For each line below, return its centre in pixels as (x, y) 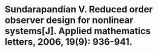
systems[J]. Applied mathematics (78, 31)
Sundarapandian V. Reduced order (79, 9)
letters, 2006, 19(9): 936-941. (69, 42)
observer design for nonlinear (69, 20)
